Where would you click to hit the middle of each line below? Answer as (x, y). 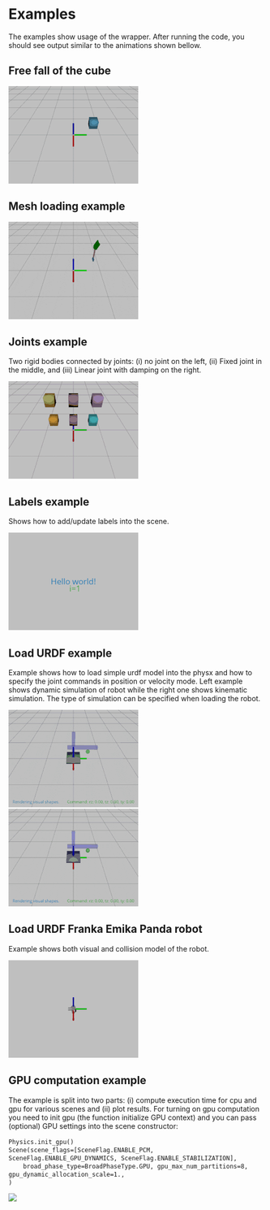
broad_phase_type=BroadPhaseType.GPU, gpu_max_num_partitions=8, (136, 1166)
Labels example (49, 502)
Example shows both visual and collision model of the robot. (109, 948)
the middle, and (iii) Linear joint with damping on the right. (105, 370)
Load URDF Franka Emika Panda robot (105, 929)
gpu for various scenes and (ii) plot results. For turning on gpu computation (134, 1108)
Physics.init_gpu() (41, 1142)
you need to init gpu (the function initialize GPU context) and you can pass (133, 1117)
